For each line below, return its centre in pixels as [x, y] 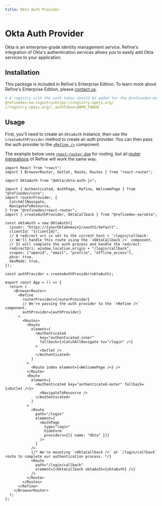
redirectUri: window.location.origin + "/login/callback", [70, 248]
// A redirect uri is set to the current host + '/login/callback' [79, 236]
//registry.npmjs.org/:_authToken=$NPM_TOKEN [52, 107]
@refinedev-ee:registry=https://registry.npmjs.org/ [59, 103]
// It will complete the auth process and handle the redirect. [76, 244]
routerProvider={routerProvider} [56, 299]
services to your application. [33, 57]
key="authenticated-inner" [67, 338]
